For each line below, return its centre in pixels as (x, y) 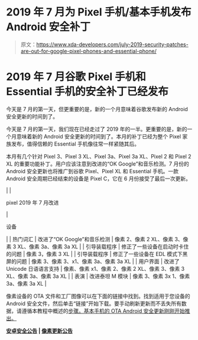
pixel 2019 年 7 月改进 (33, 202)
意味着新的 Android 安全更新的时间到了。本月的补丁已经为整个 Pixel (99, 136)
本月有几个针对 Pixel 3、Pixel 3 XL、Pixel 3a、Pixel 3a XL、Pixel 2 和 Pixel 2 (99, 156)
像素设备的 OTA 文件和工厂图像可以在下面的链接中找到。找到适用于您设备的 (98, 296)
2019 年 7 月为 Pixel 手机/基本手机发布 (99, 12)
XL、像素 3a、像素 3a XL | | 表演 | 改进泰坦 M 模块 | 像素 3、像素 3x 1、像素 (98, 276)
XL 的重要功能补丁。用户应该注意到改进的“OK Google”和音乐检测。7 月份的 (98, 164)
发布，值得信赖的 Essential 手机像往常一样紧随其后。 (75, 144)
